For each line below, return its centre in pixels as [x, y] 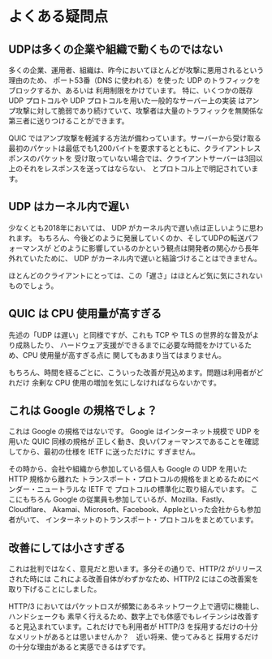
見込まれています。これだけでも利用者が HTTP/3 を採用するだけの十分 [140, 627]
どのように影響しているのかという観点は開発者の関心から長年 [156, 248]
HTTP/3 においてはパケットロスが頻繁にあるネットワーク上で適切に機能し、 [136, 606]
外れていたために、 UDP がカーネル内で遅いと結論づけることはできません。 [135, 258]
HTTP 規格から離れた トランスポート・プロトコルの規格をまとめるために [130, 479]
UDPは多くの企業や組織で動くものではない [116, 49]
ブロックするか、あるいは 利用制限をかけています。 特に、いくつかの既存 [131, 90]
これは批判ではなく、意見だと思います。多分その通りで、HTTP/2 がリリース [136, 569]
